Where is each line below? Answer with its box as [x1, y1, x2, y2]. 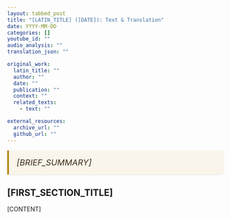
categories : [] [7, 29, 51, 36]
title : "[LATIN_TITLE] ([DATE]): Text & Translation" [7, 16, 165, 23]
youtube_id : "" [7, 36, 51, 43]
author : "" [13, 73, 45, 80]
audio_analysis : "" [7, 42, 63, 49]
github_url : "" [13, 130, 57, 137]
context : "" [13, 93, 48, 100]
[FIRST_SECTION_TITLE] [7, 187, 113, 198]
